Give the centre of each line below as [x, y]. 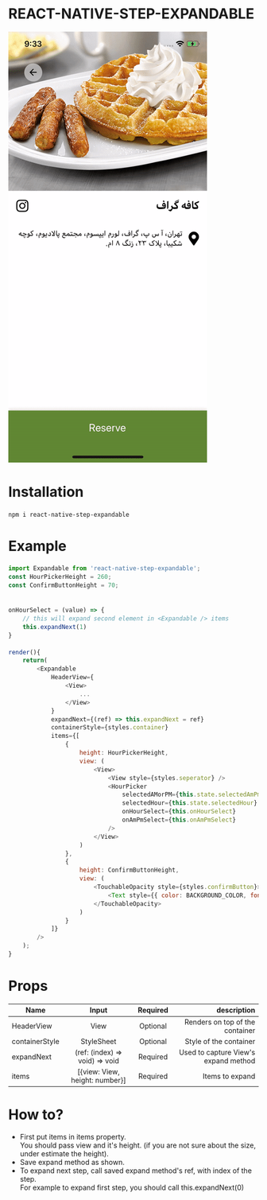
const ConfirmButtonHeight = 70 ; [64, 585]
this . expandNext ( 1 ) [55, 627]
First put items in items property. [73, 1136]
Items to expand [229, 1076]
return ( [35, 661]
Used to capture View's [217, 1052]
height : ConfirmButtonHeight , [129, 870]
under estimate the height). [64, 1153]
